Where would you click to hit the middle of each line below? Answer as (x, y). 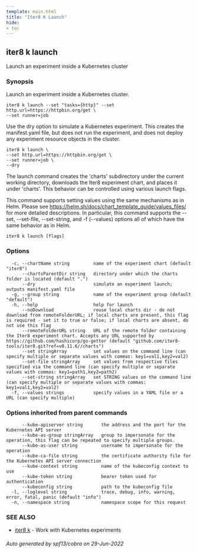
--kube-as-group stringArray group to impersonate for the (98, 435)
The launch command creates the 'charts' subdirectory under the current (95, 176)
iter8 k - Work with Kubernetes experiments (68, 530)
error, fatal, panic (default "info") (54, 497)
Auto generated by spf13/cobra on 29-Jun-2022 (65, 544)
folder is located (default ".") (47, 279)
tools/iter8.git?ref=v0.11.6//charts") (55, 346)
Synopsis (20, 82)
